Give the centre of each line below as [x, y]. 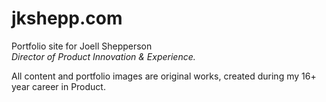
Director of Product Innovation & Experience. [103, 56]
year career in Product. [58, 86]
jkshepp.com [67, 18]
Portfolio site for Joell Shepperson [82, 46]
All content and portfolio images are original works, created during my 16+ [164, 76]
